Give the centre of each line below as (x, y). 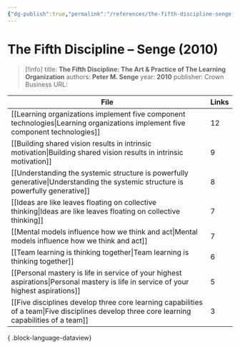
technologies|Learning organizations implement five (98, 123)
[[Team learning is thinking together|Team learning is (100, 252)
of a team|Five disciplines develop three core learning (101, 311)
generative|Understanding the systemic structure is (97, 181)
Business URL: (46, 84)
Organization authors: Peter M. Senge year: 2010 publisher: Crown (124, 76)
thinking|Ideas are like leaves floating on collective (96, 211)
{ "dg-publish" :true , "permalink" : (57, 14)
